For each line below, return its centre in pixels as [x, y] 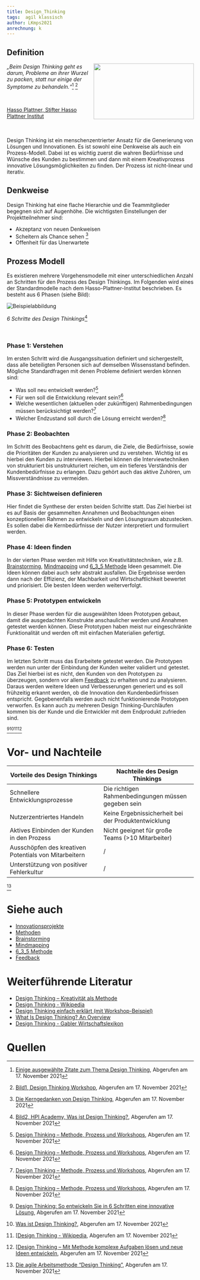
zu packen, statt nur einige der [44, 79]
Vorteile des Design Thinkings [53, 775]
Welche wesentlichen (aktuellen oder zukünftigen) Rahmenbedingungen [104, 404]
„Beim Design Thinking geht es [45, 67]
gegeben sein [123, 804]
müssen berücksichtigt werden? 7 [56, 410]
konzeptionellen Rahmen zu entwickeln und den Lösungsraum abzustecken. [100, 519]
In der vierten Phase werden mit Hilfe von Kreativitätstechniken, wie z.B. [95, 560]
